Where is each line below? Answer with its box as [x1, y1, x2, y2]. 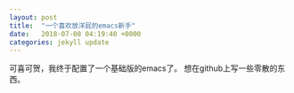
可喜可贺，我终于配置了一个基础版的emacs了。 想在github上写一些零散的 [9, 63, 278, 74]
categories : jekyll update [9, 37, 110, 47]
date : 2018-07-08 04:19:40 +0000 [9, 29, 142, 38]
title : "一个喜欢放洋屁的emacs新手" [9, 21, 136, 30]
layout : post [9, 12, 58, 22]
